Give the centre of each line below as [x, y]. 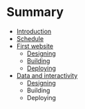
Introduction [34, 31]
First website [35, 46]
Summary [35, 12]
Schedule [30, 38]
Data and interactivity [47, 75]
